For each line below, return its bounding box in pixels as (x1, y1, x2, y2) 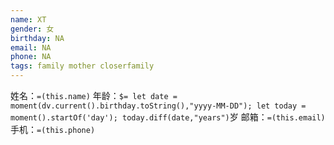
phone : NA (10, 52, 52, 62)
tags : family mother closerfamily (10, 61, 155, 71)
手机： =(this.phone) (10, 124, 96, 135)
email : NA (10, 42, 52, 53)
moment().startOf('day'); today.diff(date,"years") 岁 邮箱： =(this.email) (10, 111, 326, 123)
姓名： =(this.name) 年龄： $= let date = (10, 90, 178, 101)
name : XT (10, 14, 47, 25)
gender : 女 (10, 24, 55, 34)
